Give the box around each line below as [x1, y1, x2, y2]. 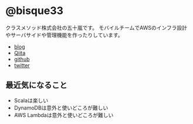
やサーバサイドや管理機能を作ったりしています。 [5, 31, 124, 39]
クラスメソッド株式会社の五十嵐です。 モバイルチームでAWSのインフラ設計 [5, 24, 188, 31]
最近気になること [5, 80, 67, 90]
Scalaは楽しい [13, 97, 49, 104]
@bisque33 [5, 4, 64, 18]
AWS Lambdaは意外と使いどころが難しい [13, 111, 114, 118]
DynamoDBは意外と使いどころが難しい [13, 104, 109, 111]
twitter [13, 61, 30, 68]
